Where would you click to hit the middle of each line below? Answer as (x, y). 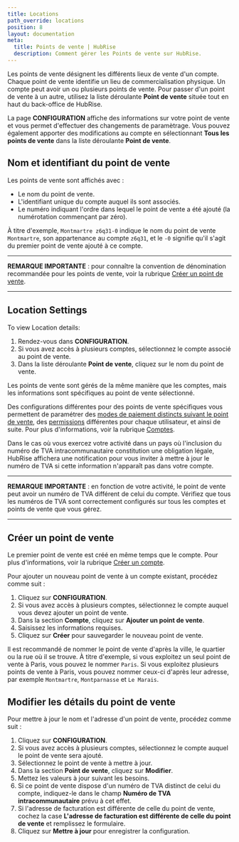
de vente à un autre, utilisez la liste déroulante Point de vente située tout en (118, 96)
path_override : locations (46, 21)
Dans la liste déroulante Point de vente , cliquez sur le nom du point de (121, 364)
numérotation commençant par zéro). (73, 216)
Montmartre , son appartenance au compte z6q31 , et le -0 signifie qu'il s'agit (117, 238)
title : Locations (33, 14)
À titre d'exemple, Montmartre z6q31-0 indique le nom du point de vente (112, 230)
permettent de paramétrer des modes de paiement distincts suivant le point (118, 414)
